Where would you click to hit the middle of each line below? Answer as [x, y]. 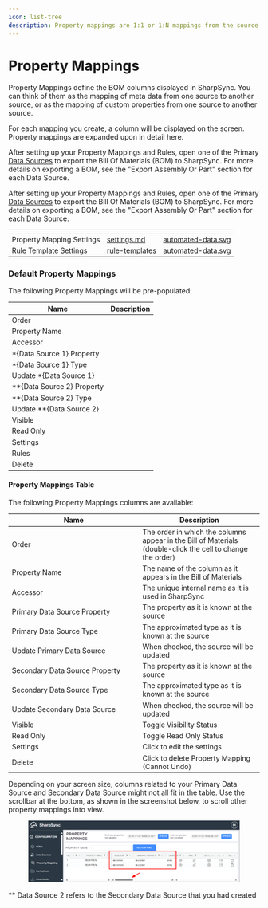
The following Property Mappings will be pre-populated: [100, 291]
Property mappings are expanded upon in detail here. [96, 137]
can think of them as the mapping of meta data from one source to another [131, 96]
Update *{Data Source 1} [53, 375]
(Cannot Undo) [167, 766]
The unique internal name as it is [195, 588]
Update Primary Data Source [59, 651]
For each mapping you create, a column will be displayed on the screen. [126, 128]
